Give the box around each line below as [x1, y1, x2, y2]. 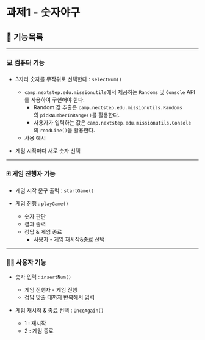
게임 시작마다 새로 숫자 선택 [15, 147, 81, 154]
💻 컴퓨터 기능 [6, 59, 45, 67]
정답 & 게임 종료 [24, 228, 62, 235]
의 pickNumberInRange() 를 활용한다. [33, 111, 120, 119]
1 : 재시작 [24, 319, 46, 327]
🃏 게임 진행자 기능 [6, 170, 56, 178]
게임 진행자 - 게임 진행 [24, 286, 77, 293]
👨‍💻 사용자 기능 [6, 258, 47, 266]
